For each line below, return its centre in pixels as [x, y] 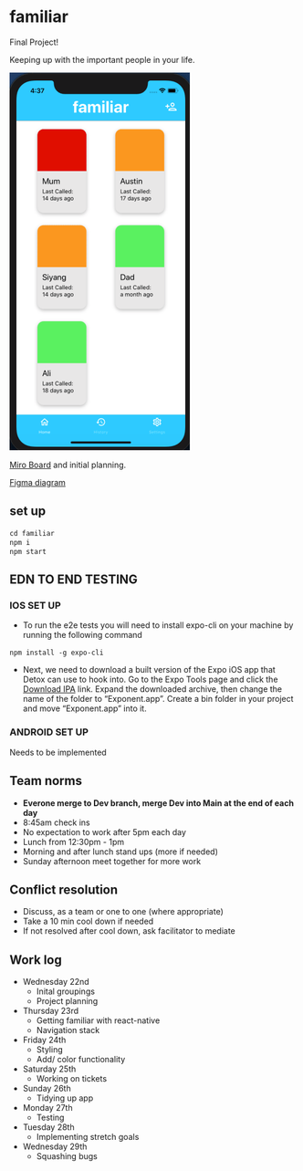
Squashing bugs [67, 1156]
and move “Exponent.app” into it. [85, 708]
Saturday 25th [49, 1069]
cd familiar [32, 533]
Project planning [67, 1001]
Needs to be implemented [58, 752]
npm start [28, 551]
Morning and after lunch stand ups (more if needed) [120, 852]
